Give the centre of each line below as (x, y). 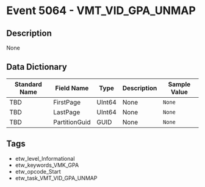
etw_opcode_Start (38, 171)
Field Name (72, 88)
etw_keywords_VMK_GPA (47, 165)
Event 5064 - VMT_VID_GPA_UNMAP (101, 11)
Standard (28, 84)
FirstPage (67, 102)
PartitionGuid (72, 122)
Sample (179, 84)
